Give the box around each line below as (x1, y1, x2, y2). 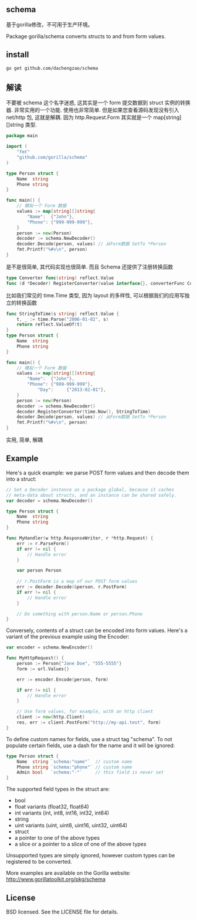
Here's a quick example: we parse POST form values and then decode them (6, 469, 189, 476)
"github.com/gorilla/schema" (16, 155, 88, 161)
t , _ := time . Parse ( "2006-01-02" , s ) (16, 316, 109, 322)
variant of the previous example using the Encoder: (6, 633, 130, 640)
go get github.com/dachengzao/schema (6, 65, 98, 71)
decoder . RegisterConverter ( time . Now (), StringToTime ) (16, 409, 151, 415)
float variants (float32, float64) (14, 803, 89, 810)
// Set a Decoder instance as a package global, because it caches (6, 487, 175, 493)
